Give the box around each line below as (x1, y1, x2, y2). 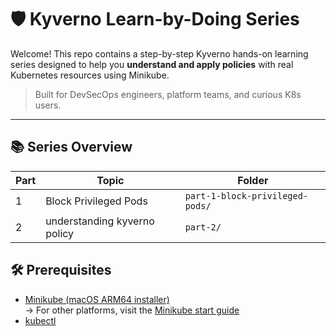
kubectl (24, 314, 57, 326)
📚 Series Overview (10, 139, 133, 156)
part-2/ (184, 221, 222, 233)
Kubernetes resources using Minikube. (10, 69, 170, 81)
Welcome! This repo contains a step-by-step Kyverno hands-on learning (10, 47, 309, 60)
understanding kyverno (45, 214, 155, 228)
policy (45, 226, 75, 240)
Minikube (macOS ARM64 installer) (24, 293, 170, 305)
